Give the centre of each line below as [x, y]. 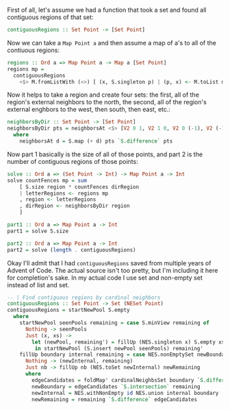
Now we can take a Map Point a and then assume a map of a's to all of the [112, 43]
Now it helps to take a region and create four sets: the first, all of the [103, 95]
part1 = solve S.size [38, 231]
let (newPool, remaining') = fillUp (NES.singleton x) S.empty [124, 342]
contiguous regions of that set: [50, 17]
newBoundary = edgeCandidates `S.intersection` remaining [116, 387]
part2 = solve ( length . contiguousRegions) [72, 250]
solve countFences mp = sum [47, 180]
